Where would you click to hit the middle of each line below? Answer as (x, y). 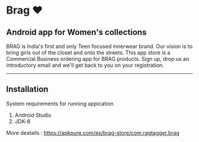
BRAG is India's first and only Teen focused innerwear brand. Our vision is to (99, 46)
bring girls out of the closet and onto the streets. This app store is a (88, 53)
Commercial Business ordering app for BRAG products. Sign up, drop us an (98, 59)
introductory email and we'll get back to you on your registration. (85, 65)
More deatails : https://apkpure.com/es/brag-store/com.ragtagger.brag (93, 133)
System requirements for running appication (60, 104)
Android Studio (33, 115)
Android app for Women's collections (76, 32)
